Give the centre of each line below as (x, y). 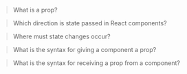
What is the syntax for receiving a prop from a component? (96, 63)
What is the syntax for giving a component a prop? (85, 50)
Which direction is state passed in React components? (90, 23)
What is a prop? (35, 10)
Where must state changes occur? (62, 36)
